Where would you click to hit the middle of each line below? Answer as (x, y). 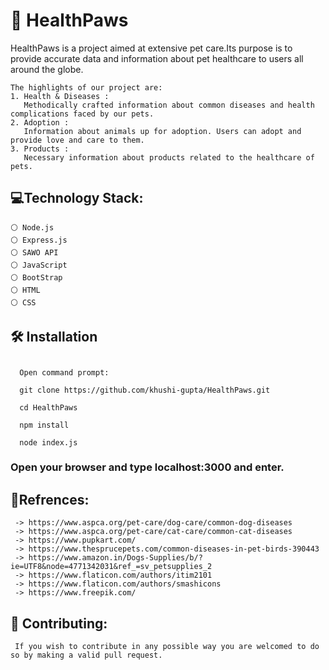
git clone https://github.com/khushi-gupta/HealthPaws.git (145, 390)
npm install (44, 425)
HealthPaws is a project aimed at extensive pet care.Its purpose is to (151, 48)
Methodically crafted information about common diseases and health (169, 105)
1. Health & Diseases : (60, 96)
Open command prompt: (64, 372)
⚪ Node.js (32, 227)
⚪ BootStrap (36, 277)
